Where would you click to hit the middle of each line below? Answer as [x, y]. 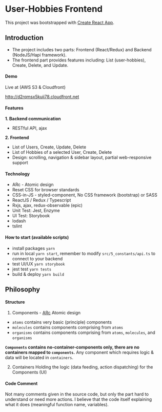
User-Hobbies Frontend [54, 9]
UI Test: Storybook [31, 216]
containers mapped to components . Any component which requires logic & [80, 352]
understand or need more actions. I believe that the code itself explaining [79, 399]
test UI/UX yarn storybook [38, 264]
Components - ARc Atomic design [46, 313]
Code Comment [21, 383]
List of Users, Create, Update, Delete [49, 147]
